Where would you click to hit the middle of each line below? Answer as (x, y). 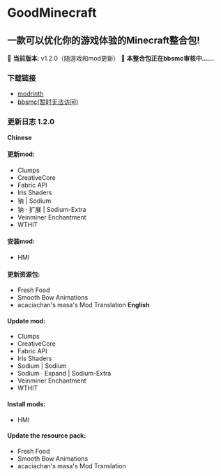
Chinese (20, 137)
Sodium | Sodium (42, 366)
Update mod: (26, 321)
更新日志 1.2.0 (31, 122)
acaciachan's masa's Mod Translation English (83, 305)
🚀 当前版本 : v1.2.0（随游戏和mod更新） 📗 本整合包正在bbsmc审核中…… (111, 58)
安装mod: (21, 241)
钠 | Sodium (34, 201)
